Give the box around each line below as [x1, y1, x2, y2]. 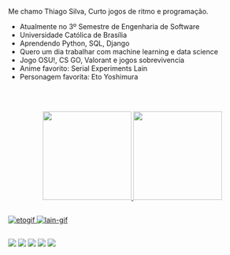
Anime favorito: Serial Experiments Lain [19, 64, 148, 73]
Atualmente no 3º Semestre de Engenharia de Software [19, 22, 200, 31]
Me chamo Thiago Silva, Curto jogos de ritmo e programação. [8, 7, 209, 16]
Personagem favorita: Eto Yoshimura [19, 72, 139, 81]
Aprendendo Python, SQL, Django [19, 39, 130, 48]
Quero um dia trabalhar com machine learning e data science [19, 47, 219, 56]
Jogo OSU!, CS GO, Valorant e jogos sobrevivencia [19, 55, 185, 65]
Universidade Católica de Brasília [19, 31, 128, 39]
